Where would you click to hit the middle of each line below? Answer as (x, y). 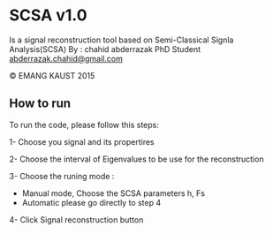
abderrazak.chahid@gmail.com (66, 58)
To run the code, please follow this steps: (84, 125)
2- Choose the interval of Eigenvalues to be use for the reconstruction (136, 159)
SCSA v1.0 (48, 15)
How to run (40, 104)
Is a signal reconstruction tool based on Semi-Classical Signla (121, 40)
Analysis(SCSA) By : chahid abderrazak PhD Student (105, 49)
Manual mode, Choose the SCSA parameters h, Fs (114, 193)
